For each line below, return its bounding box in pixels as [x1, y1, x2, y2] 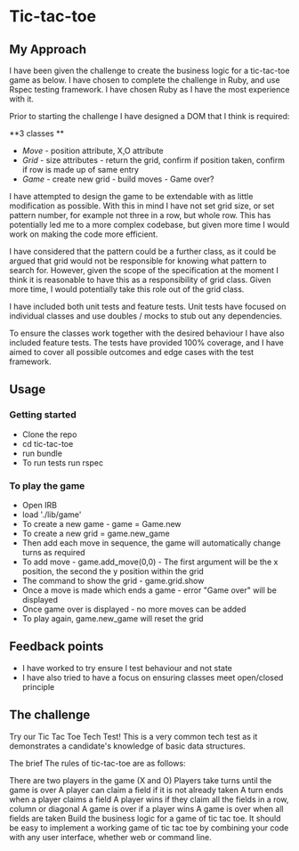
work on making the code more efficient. [9, 229, 158, 239]
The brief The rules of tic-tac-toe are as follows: [9, 758, 186, 768]
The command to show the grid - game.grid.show [21, 575, 205, 586]
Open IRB [21, 499, 58, 510]
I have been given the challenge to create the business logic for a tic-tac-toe [9, 65, 290, 76]
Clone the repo [21, 429, 77, 440]
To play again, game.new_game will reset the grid [21, 612, 204, 624]
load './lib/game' [21, 509, 82, 520]
